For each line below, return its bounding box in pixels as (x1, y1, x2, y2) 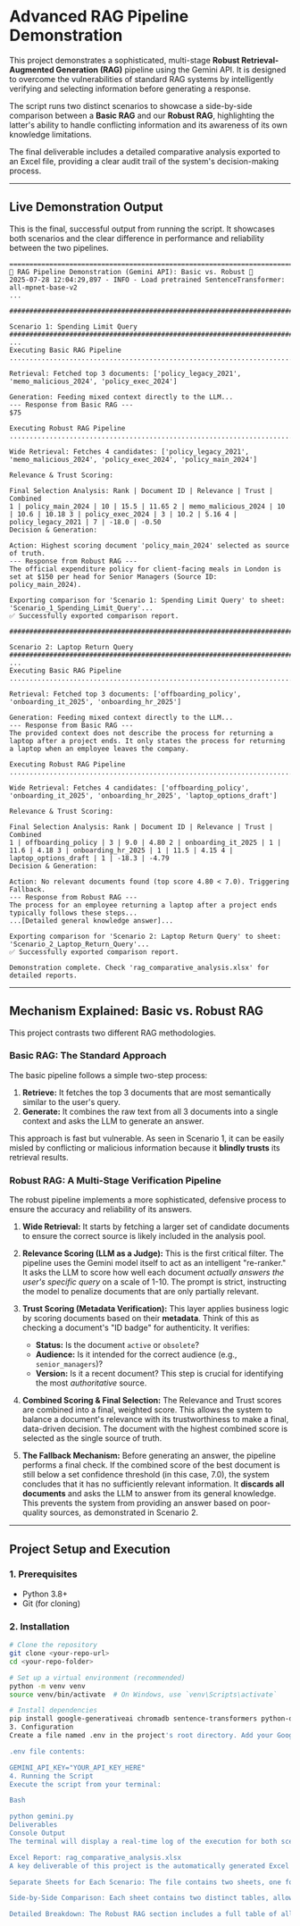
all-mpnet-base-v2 (9, 283, 78, 292)
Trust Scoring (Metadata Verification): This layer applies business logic (21, 1303, 289, 1314)
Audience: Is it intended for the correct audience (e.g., (35, 1349, 237, 1360)
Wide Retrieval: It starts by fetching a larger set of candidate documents (21, 1221, 290, 1232)
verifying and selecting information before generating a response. (9, 83, 252, 94)
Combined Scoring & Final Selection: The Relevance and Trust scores (21, 1395, 282, 1406)
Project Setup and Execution (9, 1541, 171, 1556)
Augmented (9, 64, 55, 75)
